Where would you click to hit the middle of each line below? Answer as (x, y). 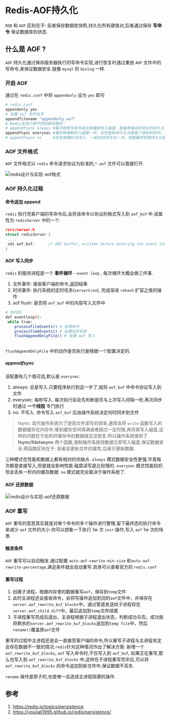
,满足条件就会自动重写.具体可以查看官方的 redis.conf (101, 567)
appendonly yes (21, 109)
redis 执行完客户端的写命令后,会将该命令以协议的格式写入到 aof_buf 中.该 (82, 214)
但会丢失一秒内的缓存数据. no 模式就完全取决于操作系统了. (66, 472)
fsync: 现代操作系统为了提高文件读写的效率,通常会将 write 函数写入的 (90, 423)
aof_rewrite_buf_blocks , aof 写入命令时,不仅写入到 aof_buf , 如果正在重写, (82, 653)
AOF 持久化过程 (24, 189)
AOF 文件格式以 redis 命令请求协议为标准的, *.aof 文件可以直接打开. (75, 164)
